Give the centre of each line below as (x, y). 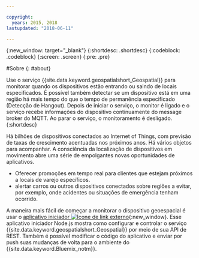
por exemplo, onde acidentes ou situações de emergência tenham (97, 193)
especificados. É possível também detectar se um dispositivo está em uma (98, 93)
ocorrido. (26, 199)
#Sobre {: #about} (28, 68)
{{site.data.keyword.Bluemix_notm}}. (52, 249)
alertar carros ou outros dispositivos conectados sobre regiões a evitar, (103, 186)
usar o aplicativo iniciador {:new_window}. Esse (94, 217)
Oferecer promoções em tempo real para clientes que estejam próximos (104, 173)
